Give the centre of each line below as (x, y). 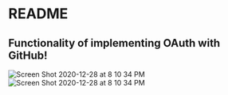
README (38, 14)
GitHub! (28, 55)
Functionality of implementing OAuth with (114, 43)
